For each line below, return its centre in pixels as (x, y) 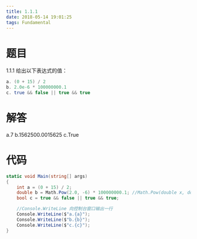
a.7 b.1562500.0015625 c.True (43, 134)
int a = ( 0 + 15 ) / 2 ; (44, 187)
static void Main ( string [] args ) (47, 176)
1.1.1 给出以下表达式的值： (37, 70)
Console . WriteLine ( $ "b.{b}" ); (54, 220)
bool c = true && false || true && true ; (68, 198)
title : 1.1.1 (22, 11)
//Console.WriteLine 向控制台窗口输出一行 (65, 209)
